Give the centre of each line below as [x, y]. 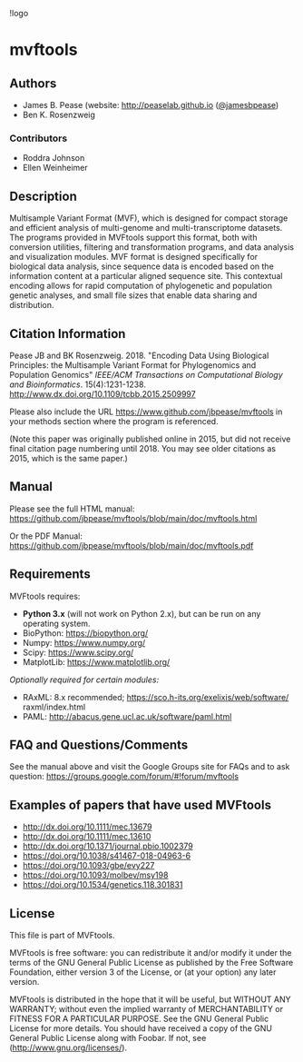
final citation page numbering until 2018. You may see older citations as [143, 448]
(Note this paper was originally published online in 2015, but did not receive [150, 439]
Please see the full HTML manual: [72, 509]
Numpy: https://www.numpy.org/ [84, 642]
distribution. [32, 305]
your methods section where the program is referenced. [114, 421]
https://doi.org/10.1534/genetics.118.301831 [103, 885]
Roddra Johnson [54, 158]
